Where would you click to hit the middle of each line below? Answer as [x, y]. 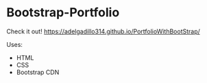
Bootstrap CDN [38, 72]
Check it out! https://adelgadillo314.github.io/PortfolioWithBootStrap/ [103, 31]
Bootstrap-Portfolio [63, 13]
